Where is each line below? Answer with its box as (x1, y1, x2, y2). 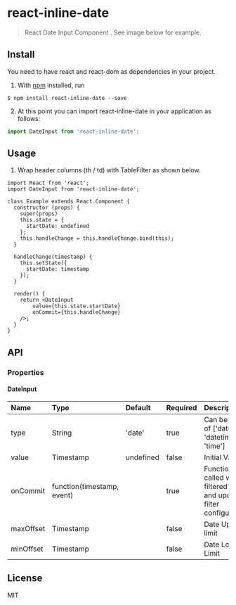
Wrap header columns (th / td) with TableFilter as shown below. (17, 166, 202, 174)
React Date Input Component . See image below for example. (24, 28, 202, 37)
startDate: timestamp (25, 266, 90, 273)
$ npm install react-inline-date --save (7, 94, 128, 101)
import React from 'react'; (7, 179, 90, 187)
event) (51, 490, 74, 500)
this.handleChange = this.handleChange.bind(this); (20, 235, 174, 242)
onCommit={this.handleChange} (32, 309, 121, 316)
